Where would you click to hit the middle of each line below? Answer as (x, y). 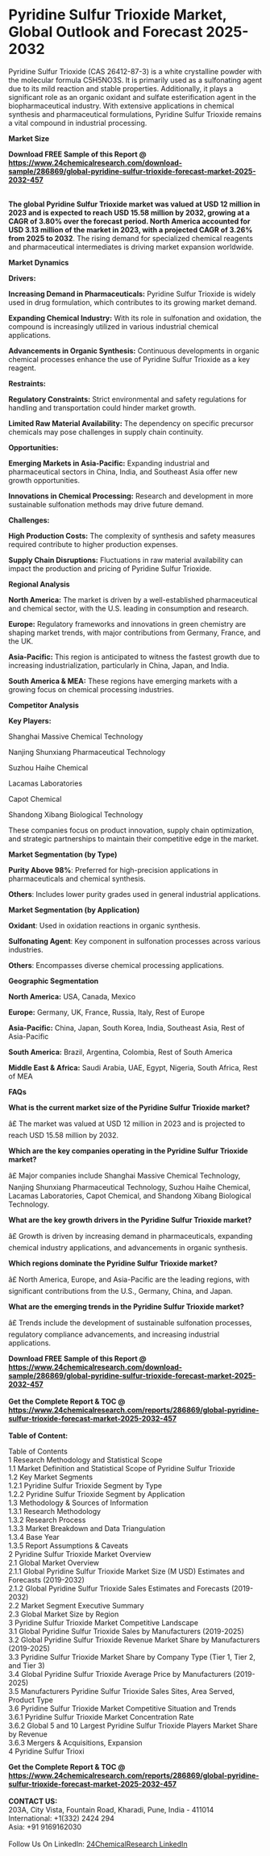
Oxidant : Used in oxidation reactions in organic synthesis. (104, 925)
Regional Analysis (39, 584)
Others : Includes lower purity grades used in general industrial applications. (135, 894)
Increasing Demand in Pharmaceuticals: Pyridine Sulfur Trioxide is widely (132, 294)
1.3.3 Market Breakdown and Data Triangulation (87, 1528)
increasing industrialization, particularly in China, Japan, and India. (119, 665)
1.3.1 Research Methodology (55, 1511)
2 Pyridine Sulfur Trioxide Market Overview (80, 1554)
